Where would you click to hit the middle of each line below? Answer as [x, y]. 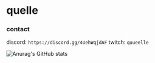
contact [18, 29]
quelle [22, 10]
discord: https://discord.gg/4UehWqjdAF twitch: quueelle [77, 42]
